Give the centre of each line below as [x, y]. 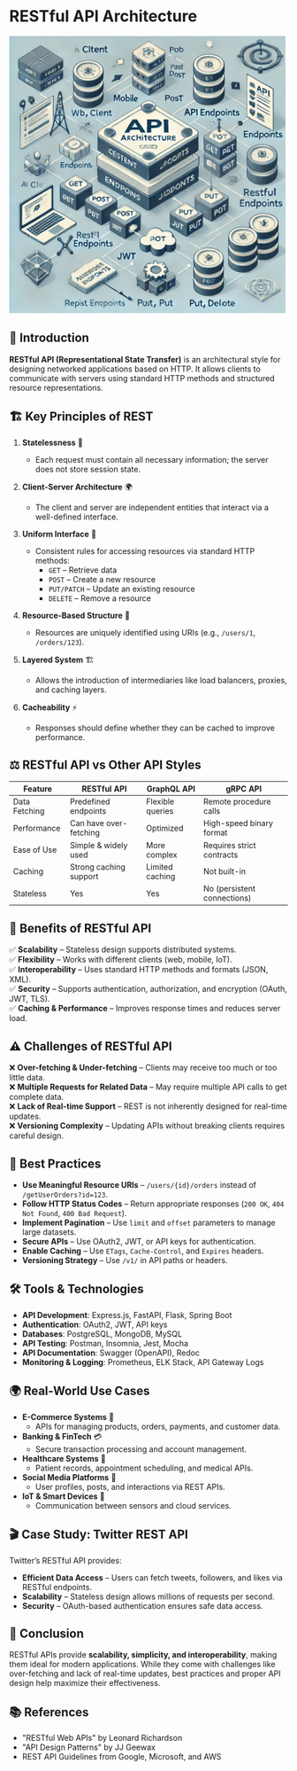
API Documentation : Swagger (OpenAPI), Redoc [111, 1353]
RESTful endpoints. [57, 1587]
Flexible [160, 802]
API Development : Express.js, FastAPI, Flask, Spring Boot [127, 1315]
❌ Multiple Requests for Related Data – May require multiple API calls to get [148, 1087]
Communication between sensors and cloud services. [133, 1505]
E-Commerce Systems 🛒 [68, 1416]
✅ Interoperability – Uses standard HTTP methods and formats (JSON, [139, 970]
